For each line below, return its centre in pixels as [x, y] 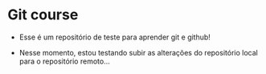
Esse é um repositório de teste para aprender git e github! [115, 37]
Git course [43, 15]
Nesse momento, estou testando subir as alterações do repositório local [138, 52]
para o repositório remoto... [64, 61]
